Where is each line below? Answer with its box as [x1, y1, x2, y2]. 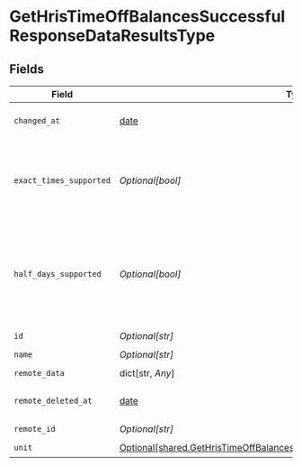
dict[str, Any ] [119, 367, 175, 380]
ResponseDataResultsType [9, 25, 216, 46]
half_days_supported [13, 269, 102, 279]
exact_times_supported [13, 176, 111, 186]
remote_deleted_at [13, 396, 93, 406]
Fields [9, 61, 45, 77]
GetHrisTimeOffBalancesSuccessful [9, 6, 286, 27]
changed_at [13, 115, 60, 125]
